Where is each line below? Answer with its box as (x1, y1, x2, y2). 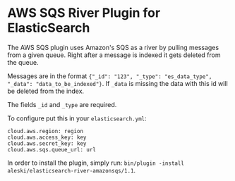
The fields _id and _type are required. (7, 100, 117, 108)
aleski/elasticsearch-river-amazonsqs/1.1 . (7, 166, 136, 174)
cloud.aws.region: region (7, 127, 83, 135)
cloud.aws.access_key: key (7, 134, 87, 141)
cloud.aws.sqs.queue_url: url (7, 146, 97, 153)
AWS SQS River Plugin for (7, 5, 161, 21)
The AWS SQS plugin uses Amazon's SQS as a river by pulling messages (7, 43, 219, 51)
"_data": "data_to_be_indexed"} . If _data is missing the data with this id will (7, 79, 228, 87)
